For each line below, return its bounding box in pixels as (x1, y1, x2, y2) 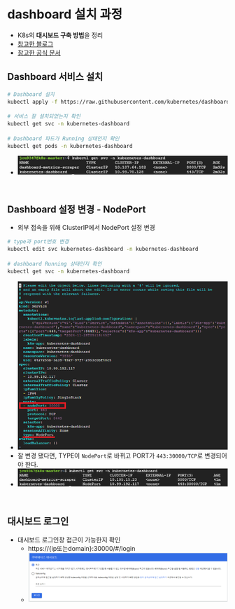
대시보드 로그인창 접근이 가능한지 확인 (17, 535, 121, 544)
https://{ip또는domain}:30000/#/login (27, 544, 136, 552)
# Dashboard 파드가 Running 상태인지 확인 (7, 135, 120, 142)
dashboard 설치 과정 (7, 6, 123, 22)
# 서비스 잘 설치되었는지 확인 (7, 113, 81, 120)
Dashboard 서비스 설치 (7, 71, 104, 83)
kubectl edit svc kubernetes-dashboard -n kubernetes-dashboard (7, 246, 199, 253)
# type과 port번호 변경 (7, 238, 69, 245)
